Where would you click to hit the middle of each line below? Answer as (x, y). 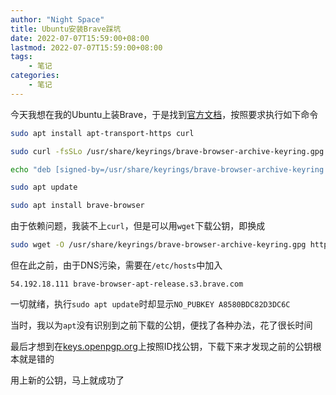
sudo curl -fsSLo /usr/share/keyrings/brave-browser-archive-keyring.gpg (167, 151)
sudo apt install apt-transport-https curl (102, 133)
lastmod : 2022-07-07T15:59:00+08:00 (86, 47)
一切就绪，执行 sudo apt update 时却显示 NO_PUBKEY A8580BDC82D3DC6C (150, 304)
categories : (35, 76)
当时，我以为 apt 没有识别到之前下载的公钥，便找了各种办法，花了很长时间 (161, 325)
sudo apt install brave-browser (77, 206)
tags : (21, 57)
